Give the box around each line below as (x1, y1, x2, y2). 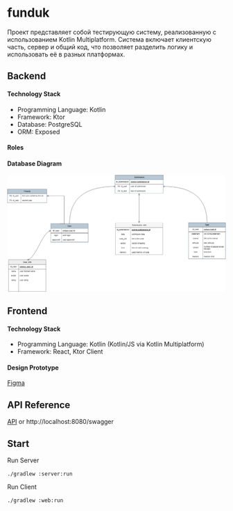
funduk (7, 5, 50, 21)
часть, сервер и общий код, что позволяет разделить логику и (7, 42, 193, 51)
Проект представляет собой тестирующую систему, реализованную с (7, 28, 216, 36)
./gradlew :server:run (7, 471, 73, 478)
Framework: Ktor (17, 113, 66, 121)
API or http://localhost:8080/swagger (7, 418, 114, 426)
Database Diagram (7, 159, 62, 168)
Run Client (7, 482, 37, 491)
